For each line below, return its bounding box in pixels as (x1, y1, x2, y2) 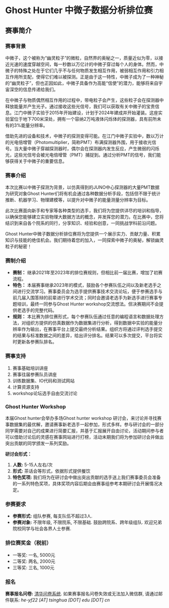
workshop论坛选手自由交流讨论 (12, 390, 78, 396)
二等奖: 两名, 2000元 (12, 558, 55, 564)
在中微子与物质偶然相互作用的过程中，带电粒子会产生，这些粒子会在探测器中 (5, 97, 164, 103)
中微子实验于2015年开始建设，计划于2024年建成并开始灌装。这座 (22, 109, 158, 116)
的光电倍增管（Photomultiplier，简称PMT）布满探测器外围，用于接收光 (5, 139, 152, 145)
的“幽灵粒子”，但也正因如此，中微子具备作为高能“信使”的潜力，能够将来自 (5, 80, 158, 86)
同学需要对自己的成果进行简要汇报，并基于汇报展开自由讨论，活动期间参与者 (5, 428, 164, 434)
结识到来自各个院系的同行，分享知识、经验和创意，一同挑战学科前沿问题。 (5, 220, 159, 226)
